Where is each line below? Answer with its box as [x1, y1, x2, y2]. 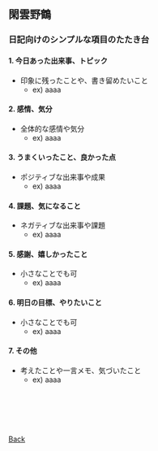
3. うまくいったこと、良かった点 [8, 153, 116, 163]
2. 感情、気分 [8, 104, 53, 114]
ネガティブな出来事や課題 [19, 220, 105, 230]
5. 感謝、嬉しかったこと [8, 249, 88, 258]
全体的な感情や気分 [19, 124, 85, 133]
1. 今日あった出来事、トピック [8, 55, 108, 65]
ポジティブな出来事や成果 [19, 171, 105, 181]
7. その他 [8, 346, 37, 356]
